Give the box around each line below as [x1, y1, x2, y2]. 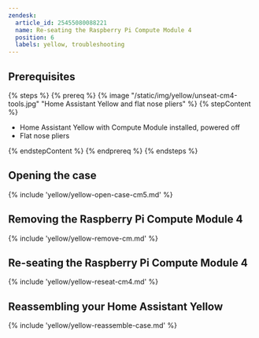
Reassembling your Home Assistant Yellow [8, 299, 224, 313]
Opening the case [8, 169, 97, 182]
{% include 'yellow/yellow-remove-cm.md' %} [8, 233, 159, 243]
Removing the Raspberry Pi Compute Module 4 [8, 213, 243, 226]
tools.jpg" [8, 99, 40, 108]
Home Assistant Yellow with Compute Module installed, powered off [19, 123, 240, 132]
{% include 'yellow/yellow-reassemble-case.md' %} [8, 321, 177, 330]
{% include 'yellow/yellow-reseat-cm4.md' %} [8, 277, 159, 287]
